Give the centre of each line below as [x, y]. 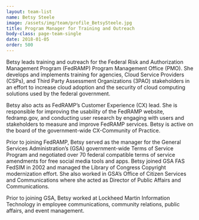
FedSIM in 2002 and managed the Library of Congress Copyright [86, 167]
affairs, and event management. [45, 210]
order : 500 [20, 45]
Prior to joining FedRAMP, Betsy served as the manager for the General [94, 142]
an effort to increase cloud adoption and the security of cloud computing [96, 87]
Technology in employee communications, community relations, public [93, 204]
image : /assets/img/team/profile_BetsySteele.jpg [69, 23]
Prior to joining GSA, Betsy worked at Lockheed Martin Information [88, 198]
